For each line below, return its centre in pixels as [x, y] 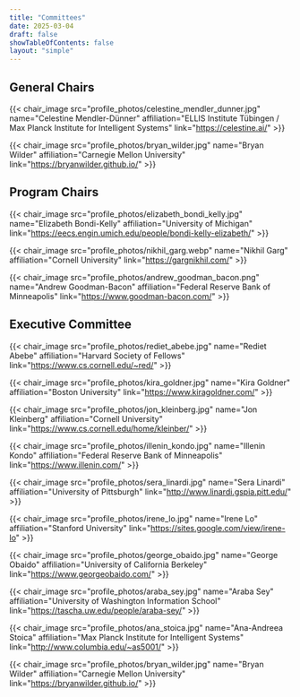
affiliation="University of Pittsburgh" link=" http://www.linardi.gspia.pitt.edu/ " [150, 491]
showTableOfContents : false [62, 43]
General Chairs [52, 87]
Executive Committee [70, 325]
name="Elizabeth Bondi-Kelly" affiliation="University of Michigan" [131, 223]
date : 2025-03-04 [42, 26]
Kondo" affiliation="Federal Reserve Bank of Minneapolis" [116, 455]
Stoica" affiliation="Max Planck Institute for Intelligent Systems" [127, 637]
